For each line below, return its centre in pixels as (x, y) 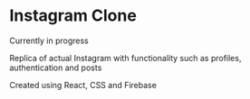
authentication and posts (56, 67)
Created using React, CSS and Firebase (83, 85)
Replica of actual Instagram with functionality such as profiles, (125, 58)
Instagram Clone (73, 16)
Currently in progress (49, 40)
